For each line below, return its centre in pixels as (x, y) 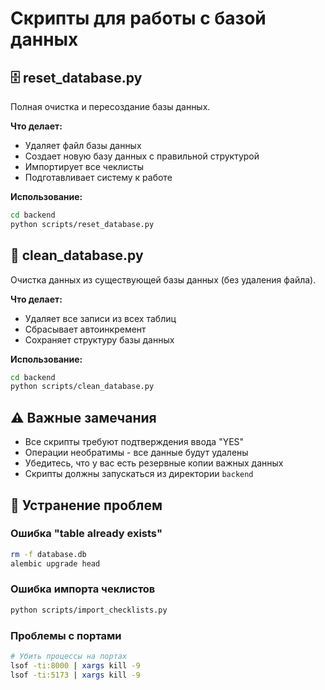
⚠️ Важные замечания (83, 417)
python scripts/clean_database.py (82, 387)
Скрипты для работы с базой (138, 18)
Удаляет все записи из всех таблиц (100, 318)
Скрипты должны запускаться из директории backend (139, 474)
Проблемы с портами (66, 635)
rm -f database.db (48, 554)
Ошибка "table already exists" (86, 534)
